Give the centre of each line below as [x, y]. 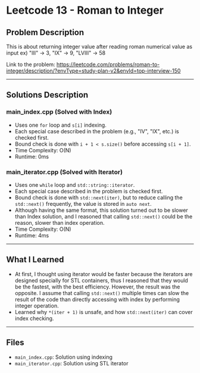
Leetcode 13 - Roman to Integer [85, 10]
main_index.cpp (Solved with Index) [59, 112]
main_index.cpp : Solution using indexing [64, 357]
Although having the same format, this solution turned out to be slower [101, 210]
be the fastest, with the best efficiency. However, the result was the [97, 287]
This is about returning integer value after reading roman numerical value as [99, 46]
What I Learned [35, 260]
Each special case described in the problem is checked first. [89, 191]
